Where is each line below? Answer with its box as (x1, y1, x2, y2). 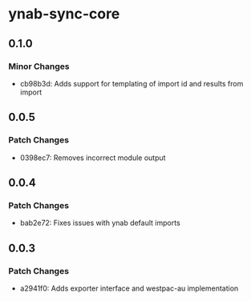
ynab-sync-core (8, 5, 120, 23)
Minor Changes (8, 61, 70, 72)
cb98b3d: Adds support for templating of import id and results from (19, 78, 244, 88)
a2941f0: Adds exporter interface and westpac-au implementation (19, 283, 239, 293)
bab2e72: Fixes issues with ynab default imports (19, 218, 180, 228)
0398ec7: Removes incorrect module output (19, 153, 166, 163)
